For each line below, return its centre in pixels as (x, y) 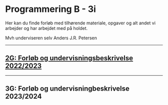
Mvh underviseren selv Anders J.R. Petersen (51, 38)
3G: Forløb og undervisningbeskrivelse (67, 89)
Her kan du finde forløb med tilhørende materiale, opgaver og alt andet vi (80, 23)
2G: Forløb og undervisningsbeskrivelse (69, 58)
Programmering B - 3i (51, 9)
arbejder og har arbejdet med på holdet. (46, 28)
